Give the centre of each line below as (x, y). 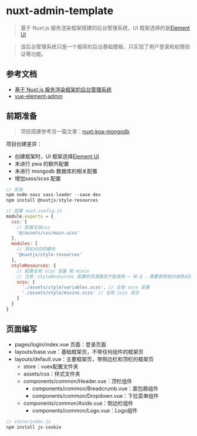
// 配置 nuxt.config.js (34, 211)
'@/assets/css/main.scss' (48, 233)
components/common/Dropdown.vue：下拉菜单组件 (96, 395)
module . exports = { (30, 217)
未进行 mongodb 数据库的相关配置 (56, 171)
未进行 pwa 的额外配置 (42, 163)
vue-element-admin (39, 96)
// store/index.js (28, 421)
